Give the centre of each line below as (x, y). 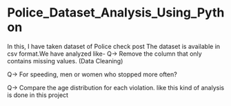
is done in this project (38, 95)
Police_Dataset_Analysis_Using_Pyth (116, 13)
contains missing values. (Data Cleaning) (65, 61)
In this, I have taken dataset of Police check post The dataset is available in (114, 46)
